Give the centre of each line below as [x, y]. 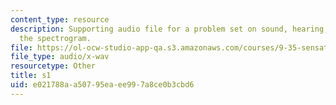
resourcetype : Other [53, 66]
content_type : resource [60, 19]
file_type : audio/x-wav [60, 57]
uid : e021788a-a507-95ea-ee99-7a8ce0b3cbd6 [102, 85]
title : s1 [31, 76]
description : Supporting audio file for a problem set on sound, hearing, [169, 29]
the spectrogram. [55, 38]
